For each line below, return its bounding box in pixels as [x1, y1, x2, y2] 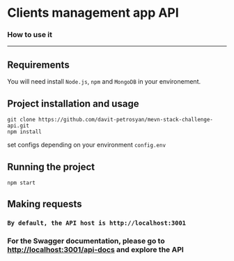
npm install [7, 128, 42, 135]
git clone [7, 117, 36, 124]
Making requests [7, 198, 82, 210]
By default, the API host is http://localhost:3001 [7, 219, 187, 228]
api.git [7, 122, 30, 130]
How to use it [7, 30, 52, 40]
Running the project [7, 161, 95, 172]
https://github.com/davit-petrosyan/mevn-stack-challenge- [38, 117, 214, 124]
